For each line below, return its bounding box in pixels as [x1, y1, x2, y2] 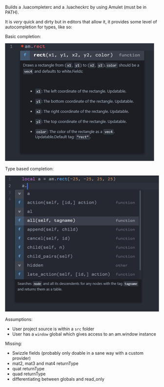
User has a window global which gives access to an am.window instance [12, 331, 156, 337]
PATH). [5, 9, 19, 15]
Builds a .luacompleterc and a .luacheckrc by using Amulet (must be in [5, 4, 147, 10]
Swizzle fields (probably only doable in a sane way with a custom [12, 350, 144, 356]
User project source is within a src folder [12, 326, 95, 332]
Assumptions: [5, 316, 33, 322]
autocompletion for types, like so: [5, 24, 72, 30]
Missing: [5, 340, 22, 346]
